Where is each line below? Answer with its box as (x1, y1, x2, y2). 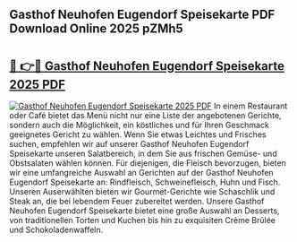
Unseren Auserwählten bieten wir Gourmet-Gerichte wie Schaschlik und (9, 186, 276, 196)
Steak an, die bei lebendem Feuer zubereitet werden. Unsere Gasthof (9, 196, 265, 206)
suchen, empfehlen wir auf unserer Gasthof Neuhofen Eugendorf (9, 139, 250, 149)
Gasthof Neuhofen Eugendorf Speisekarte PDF (9, 7, 276, 22)
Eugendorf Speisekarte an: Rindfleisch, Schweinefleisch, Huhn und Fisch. (9, 177, 281, 187)
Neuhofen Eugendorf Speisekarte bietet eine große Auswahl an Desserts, (9, 205, 280, 216)
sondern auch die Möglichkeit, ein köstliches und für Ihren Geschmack (9, 120, 270, 130)
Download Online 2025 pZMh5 (9, 22, 183, 37)
